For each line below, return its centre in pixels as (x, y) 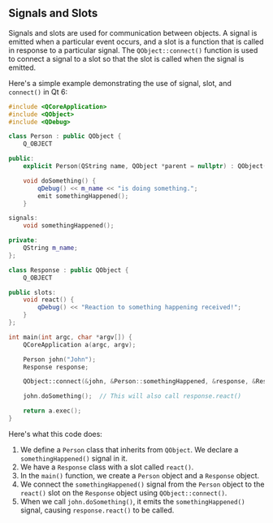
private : (23, 240)
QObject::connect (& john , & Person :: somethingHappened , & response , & (139, 382)
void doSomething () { (59, 181)
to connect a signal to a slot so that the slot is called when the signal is (126, 58)
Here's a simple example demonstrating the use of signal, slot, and (120, 83)
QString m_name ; (51, 248)
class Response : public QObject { (69, 270)
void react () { (49, 300)
